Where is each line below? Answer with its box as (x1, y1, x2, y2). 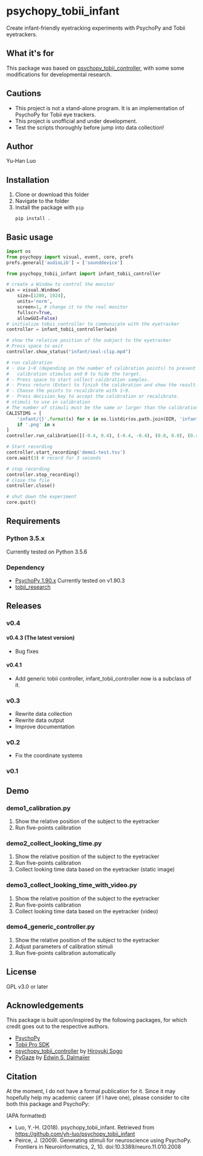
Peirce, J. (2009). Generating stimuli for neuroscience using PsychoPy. (14, 1137, 192, 1144)
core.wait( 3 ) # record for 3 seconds (6, 455, 101, 461)
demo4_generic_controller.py (6, 922, 95, 931)
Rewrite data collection (14, 710, 72, 717)
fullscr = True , (17, 309, 53, 315)
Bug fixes (14, 647, 39, 655)
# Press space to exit (6, 343, 63, 349)
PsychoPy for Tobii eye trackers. (14, 111, 96, 118)
